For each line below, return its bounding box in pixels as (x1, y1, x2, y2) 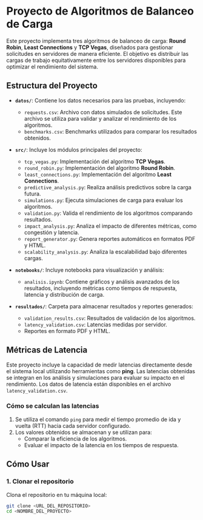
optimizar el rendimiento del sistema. (6, 62, 99, 70)
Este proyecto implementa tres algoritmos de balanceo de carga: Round (6, 37, 186, 44)
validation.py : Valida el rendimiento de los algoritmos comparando (24, 209, 193, 217)
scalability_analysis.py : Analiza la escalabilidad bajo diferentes (24, 248, 187, 255)
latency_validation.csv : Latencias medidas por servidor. (24, 320, 168, 328)
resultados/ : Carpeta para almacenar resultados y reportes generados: (15, 302, 194, 310)
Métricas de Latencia (6, 345, 88, 356)
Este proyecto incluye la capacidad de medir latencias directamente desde (6, 361, 193, 368)
